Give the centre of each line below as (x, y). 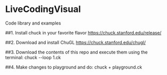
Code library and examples (33, 23)
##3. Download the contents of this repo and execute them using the (76, 52)
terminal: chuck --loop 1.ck (33, 57)
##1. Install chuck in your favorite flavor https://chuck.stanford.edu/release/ (83, 32)
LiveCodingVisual (43, 9)
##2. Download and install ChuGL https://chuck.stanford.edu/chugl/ (75, 42)
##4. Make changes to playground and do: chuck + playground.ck (74, 67)
